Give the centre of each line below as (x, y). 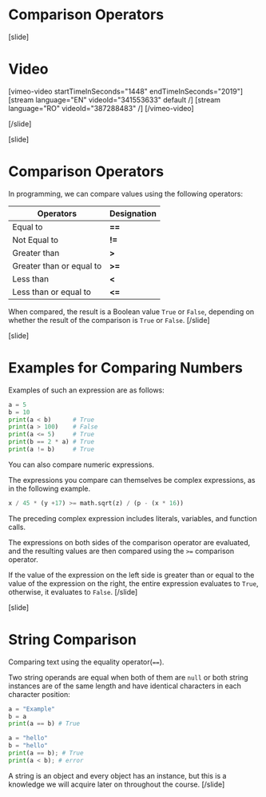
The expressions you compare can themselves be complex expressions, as (132, 480)
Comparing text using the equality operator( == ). (86, 662)
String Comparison (73, 639)
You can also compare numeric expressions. (81, 464)
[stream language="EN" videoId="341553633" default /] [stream (115, 100)
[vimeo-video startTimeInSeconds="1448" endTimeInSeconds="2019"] (126, 91)
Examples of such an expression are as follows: (87, 390)
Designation (133, 213)
